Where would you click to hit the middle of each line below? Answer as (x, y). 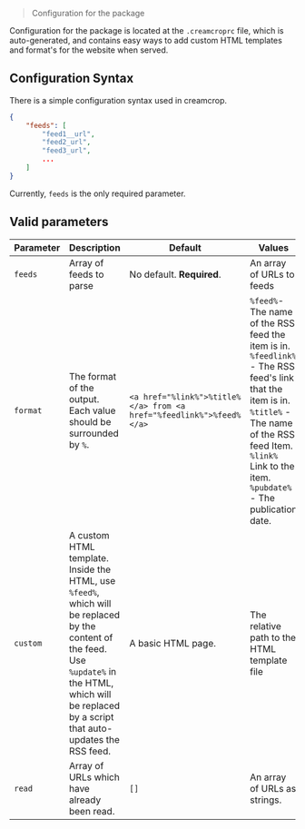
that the (266, 389)
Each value (92, 410)
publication (273, 509)
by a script (91, 716)
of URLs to (272, 274)
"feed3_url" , (67, 151)
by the (82, 626)
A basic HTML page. (172, 643)
